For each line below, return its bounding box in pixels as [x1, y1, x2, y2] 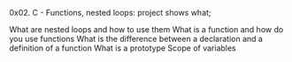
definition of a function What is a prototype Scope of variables [9, 43, 236, 53]
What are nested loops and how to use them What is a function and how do [9, 24, 284, 34]
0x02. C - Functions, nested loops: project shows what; [9, 8, 211, 17]
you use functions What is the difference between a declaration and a [9, 34, 264, 44]
